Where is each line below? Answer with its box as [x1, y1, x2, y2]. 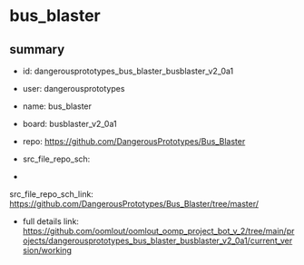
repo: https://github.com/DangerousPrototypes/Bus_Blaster [22, 136, 246, 146]
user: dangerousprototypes [22, 83, 125, 93]
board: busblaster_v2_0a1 [22, 119, 117, 129]
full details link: [22, 216, 80, 227]
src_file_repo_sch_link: [9, 189, 93, 200]
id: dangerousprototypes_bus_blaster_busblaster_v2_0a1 [22, 65, 234, 76]
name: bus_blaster [22, 101, 93, 112]
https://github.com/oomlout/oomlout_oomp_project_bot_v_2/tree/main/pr [22, 226, 295, 236]
